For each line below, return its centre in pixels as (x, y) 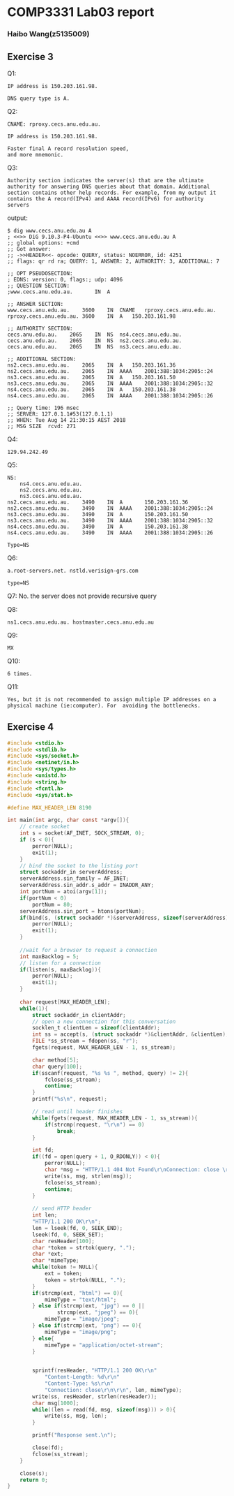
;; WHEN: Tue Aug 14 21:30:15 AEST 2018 (67, 420)
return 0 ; (34, 1480)
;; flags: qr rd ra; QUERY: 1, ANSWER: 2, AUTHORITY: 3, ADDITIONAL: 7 (113, 261)
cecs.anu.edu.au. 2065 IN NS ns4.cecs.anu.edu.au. (95, 335)
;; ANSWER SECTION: (36, 304)
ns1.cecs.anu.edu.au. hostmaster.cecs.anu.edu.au (81, 622)
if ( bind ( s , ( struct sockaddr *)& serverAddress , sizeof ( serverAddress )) (126, 918)
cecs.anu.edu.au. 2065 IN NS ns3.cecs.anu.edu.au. (95, 346)
